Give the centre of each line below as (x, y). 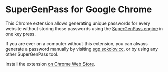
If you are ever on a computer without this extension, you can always (77, 43)
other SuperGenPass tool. (32, 54)
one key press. (21, 34)
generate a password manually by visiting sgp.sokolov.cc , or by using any (82, 49)
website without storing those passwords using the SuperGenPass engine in (84, 28)
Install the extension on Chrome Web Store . (50, 64)
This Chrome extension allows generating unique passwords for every (78, 23)
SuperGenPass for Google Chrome (79, 9)
